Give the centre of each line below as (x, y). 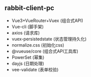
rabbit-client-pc (29, 8)
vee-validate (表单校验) (35, 69)
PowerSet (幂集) (28, 57)
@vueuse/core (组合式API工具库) (45, 51)
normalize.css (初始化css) (38, 45)
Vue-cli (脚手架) (28, 26)
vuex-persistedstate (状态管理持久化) (49, 39)
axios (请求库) (26, 33)
